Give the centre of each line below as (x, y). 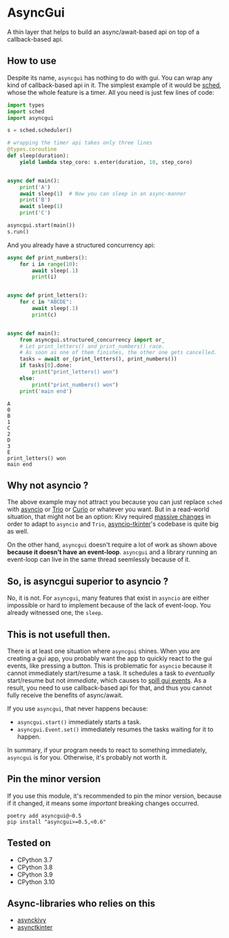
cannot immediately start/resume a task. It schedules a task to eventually (111, 673)
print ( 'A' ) (35, 187)
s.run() (18, 232)
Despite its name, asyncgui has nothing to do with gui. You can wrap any (110, 77)
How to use (32, 61)
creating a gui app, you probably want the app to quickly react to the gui (110, 658)
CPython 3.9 (35, 874)
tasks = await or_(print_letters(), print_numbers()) (98, 359)
